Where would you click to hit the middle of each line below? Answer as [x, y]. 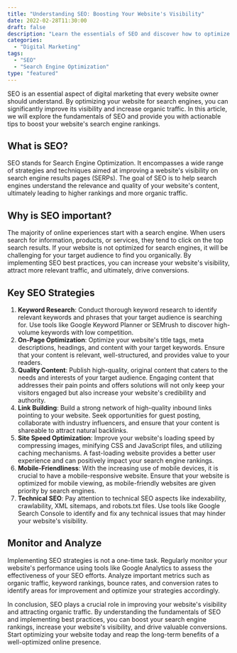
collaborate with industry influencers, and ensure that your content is [118, 422]
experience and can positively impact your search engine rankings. [116, 460]
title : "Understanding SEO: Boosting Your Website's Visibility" [106, 14]
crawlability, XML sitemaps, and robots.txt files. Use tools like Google [118, 505]
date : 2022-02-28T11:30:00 [47, 21]
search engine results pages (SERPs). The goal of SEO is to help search [112, 178]
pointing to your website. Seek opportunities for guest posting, [109, 415]
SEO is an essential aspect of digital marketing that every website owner [113, 94]
